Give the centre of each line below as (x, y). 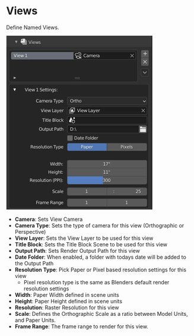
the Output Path (34, 263)
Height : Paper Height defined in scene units (69, 301)
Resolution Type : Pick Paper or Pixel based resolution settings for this (101, 270)
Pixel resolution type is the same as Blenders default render (96, 282)
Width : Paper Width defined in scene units (67, 294)
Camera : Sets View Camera (49, 219)
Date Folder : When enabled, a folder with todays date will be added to (101, 257)
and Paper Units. (35, 320)
